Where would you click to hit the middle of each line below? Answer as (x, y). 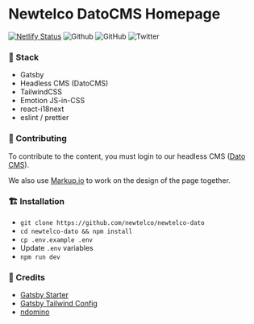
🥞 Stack (24, 57)
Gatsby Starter (44, 295)
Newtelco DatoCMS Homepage (115, 14)
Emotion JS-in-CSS (52, 101)
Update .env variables (57, 247)
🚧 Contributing (37, 139)
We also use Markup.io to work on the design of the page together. (120, 180)
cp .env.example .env (56, 240)
